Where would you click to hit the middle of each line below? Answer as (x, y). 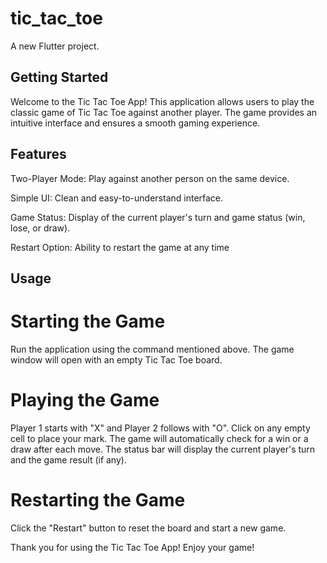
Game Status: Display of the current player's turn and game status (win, (158, 217)
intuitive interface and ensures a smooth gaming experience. (135, 123)
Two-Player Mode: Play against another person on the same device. (150, 178)
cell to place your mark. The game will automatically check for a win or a (159, 438)
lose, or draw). (40, 228)
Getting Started (59, 77)
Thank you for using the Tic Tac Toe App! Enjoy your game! (132, 547)
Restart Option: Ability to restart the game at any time (120, 247)
